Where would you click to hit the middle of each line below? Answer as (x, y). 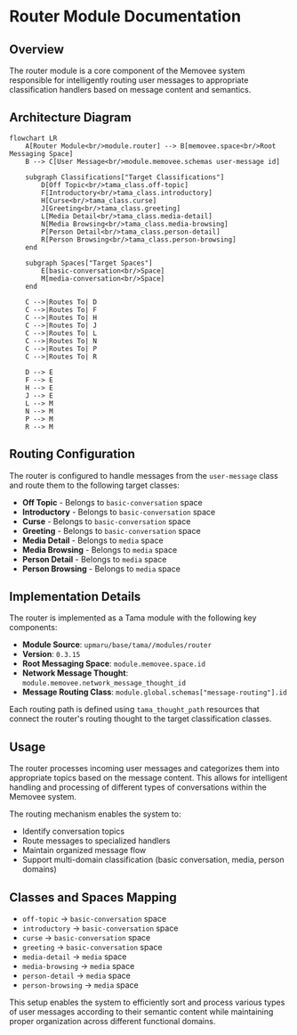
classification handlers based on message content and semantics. (130, 90)
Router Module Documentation (125, 16)
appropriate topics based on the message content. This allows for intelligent (148, 778)
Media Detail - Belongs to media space (92, 540)
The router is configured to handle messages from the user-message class (144, 475)
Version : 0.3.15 (51, 654)
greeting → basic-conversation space (92, 948)
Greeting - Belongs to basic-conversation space (112, 530)
